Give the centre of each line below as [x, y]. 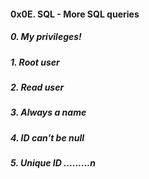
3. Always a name [48, 112]
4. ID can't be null [47, 137]
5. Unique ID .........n [53, 163]
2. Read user [37, 87]
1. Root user [35, 62]
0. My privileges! [46, 37]
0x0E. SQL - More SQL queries [75, 14]
